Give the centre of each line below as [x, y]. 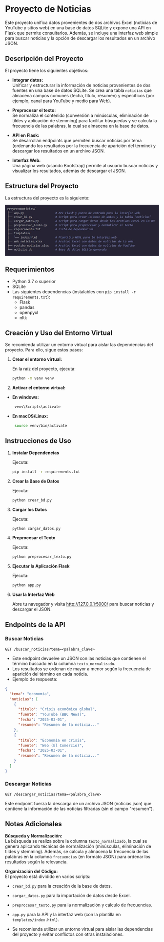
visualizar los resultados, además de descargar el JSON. [69, 171]
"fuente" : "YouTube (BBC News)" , [52, 715]
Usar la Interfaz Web [33, 594]
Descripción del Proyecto [44, 59]
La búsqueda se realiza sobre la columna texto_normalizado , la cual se [76, 841]
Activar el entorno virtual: [39, 388]
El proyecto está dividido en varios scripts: [48, 876]
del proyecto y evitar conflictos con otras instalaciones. [68, 934]
